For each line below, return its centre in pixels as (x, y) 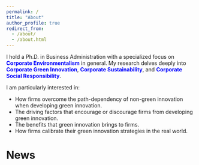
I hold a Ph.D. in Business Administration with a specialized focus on (91, 57)
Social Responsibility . (34, 76)
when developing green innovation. (58, 105)
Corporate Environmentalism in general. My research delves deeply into (96, 63)
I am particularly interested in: (43, 87)
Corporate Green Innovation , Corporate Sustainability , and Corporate (94, 69)
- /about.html (29, 40)
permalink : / (22, 12)
